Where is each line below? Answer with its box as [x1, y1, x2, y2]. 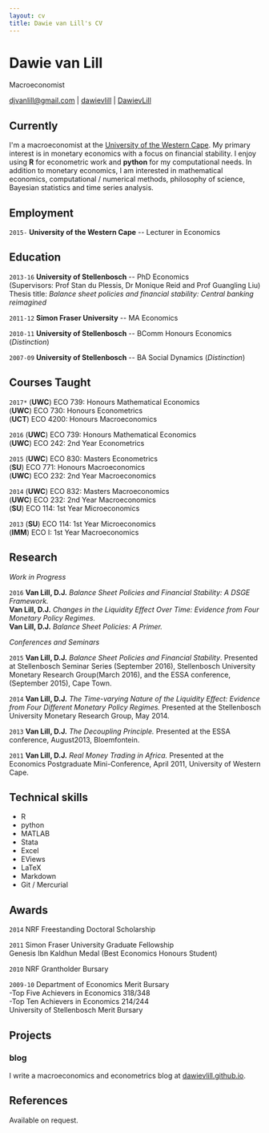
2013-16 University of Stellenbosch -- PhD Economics [9, 272, 190, 281]
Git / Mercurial [20, 880, 69, 890]
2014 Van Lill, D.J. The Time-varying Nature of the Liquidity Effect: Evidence [9, 694, 260, 703]
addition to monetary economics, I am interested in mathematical [9, 166, 223, 176]
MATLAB [20, 829, 50, 839]
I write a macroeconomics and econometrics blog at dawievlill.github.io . [9, 1070, 247, 1080]
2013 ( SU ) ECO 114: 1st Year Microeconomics [9, 519, 156, 528]
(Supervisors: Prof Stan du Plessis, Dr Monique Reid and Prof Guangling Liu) [9, 280, 261, 289]
